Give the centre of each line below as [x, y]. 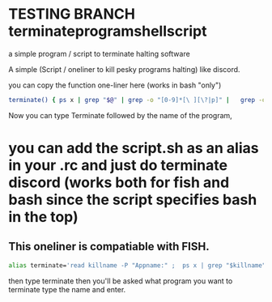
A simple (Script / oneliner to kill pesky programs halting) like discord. [124, 69]
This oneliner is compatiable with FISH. [109, 247]
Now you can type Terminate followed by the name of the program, [120, 115]
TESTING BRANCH [72, 14]
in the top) [43, 217]
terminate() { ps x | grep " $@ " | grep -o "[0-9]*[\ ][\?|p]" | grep [132, 100]
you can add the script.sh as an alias [134, 148]
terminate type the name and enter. [67, 289]
